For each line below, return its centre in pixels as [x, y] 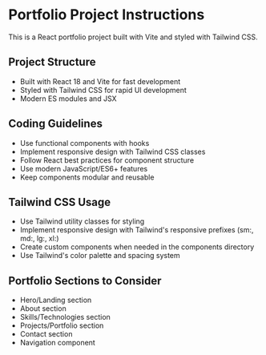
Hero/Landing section [56, 300]
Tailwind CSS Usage [59, 202]
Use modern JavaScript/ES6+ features [84, 168]
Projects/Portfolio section [62, 325]
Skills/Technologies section [65, 317]
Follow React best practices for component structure [107, 160]
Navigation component [58, 343]
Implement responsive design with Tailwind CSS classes [113, 151]
